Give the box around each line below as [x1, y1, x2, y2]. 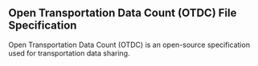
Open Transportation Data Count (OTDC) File [8, 6, 237, 20]
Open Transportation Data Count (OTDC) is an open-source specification [8, 40, 251, 49]
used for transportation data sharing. [8, 48, 130, 58]
